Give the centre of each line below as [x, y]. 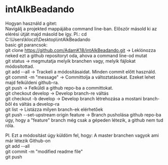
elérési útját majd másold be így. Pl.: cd [46, 34]
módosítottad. [20, 66]
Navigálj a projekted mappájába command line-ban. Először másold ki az [81, 28]
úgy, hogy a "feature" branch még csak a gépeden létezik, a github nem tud [84, 120]
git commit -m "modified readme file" [44, 151]
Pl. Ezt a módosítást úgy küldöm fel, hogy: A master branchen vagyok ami [82, 135]
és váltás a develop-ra [36, 104]
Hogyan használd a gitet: [31, 23]
